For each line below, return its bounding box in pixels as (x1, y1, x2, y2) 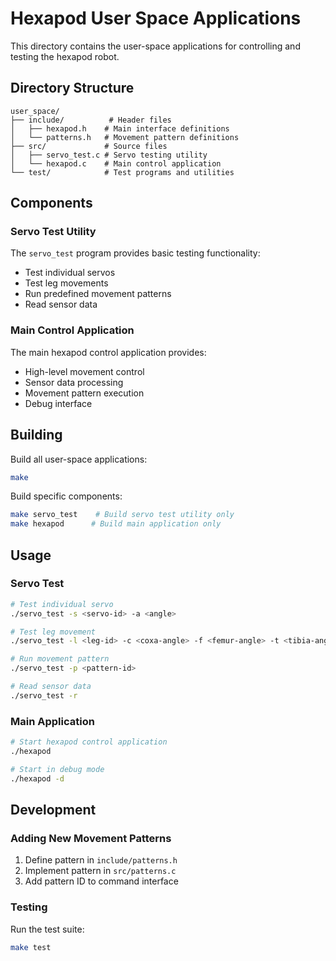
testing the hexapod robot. (10, 50, 120, 62)
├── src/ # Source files (10, 141, 168, 151)
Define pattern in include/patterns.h (24, 854, 178, 866)
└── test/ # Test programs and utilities (10, 167, 235, 177)
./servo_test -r (10, 690, 78, 701)
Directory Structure (10, 80, 135, 97)
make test (10, 942, 52, 952)
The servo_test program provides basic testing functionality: (10, 247, 261, 259)
